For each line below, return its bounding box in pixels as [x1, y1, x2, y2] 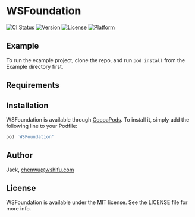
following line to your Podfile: [6, 122, 78, 129]
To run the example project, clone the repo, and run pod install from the [6, 56, 185, 63]
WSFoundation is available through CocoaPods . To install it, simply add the [6, 116, 190, 123]
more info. [6, 205, 32, 212]
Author [6, 150, 33, 161]
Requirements [6, 80, 59, 90]
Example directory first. [6, 63, 64, 70]
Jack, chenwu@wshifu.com [6, 166, 74, 173]
